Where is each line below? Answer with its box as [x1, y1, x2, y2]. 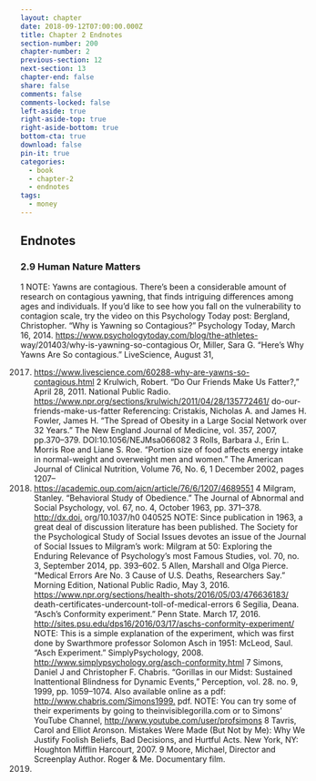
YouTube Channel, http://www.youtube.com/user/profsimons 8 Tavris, [33, 715, 297, 725]
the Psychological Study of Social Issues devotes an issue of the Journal [33, 531, 307, 542]
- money [28, 199, 58, 209]
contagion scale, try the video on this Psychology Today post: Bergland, [20, 310, 291, 321]
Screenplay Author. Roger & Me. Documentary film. [33, 753, 226, 765]
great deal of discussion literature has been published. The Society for [33, 521, 299, 532]
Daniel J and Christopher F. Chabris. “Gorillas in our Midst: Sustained [33, 666, 293, 677]
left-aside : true [20, 106, 87, 116]
